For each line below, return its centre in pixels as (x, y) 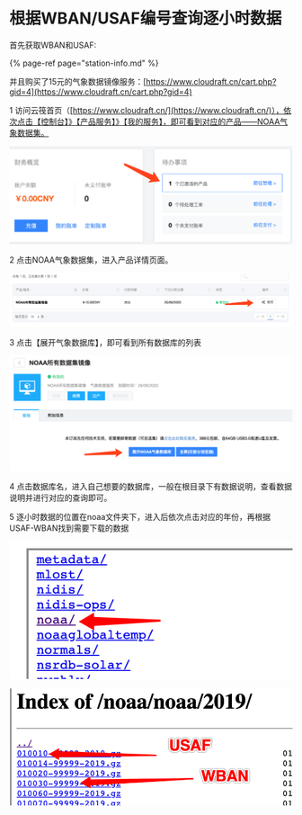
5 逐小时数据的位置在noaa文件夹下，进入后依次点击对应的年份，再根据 (140, 517)
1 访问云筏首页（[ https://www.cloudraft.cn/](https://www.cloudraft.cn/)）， (147, 110)
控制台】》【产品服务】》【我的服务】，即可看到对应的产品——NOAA (160, 121)
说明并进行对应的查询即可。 (61, 498)
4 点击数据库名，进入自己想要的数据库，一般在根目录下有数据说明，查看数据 (151, 487)
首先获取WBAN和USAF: (53, 45)
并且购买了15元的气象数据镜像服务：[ (78, 81)
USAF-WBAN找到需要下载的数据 (69, 528)
